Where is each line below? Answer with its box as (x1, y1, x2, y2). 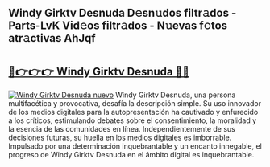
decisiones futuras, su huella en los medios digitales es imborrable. (8, 132, 232, 142)
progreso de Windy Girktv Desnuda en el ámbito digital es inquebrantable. (8, 150, 255, 159)
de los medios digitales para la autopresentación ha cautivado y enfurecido (8, 108, 259, 116)
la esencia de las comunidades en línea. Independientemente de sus (8, 124, 236, 133)
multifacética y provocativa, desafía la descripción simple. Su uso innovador (8, 99, 262, 108)
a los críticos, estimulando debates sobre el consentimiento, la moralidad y (8, 116, 257, 125)
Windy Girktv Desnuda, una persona (115, 90, 236, 100)
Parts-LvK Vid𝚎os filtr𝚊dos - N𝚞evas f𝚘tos (8, 19, 228, 33)
